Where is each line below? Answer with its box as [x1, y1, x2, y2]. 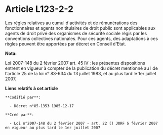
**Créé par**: [5, 112, 35, 117]
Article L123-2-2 [5, 3, 74, 15]
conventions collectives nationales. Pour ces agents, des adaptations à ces [5, 36, 158, 42]
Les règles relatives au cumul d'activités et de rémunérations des [5, 20, 138, 26]
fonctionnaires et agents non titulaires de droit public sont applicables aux [5, 25, 156, 31]
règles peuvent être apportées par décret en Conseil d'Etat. [5, 41, 126, 46]
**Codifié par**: [5, 95, 41, 100]
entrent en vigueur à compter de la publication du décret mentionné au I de [5, 65, 158, 71]
